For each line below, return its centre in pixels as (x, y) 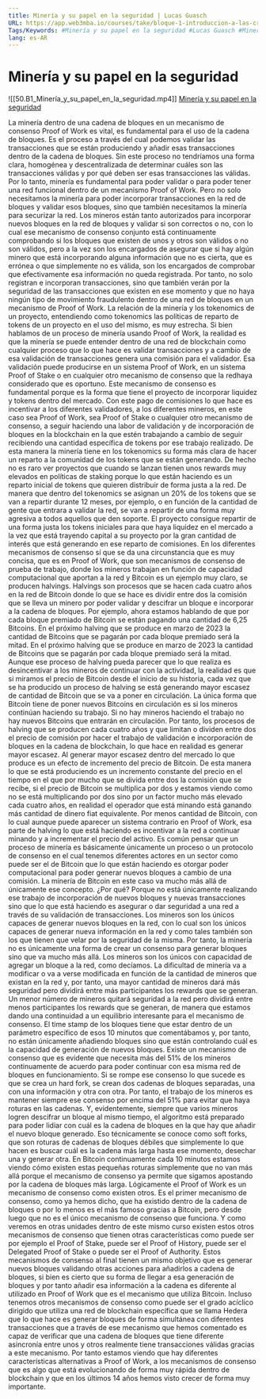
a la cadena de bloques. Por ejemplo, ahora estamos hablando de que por (129, 611)
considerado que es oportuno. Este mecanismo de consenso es (112, 384)
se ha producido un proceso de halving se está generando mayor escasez (129, 688)
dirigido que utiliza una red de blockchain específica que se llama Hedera (128, 1311)
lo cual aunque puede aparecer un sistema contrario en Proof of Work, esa (130, 822)
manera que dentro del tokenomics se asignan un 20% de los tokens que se (132, 493)
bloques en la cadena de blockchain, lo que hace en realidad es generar (126, 746)
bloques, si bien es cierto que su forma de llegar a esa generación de (121, 1277)
